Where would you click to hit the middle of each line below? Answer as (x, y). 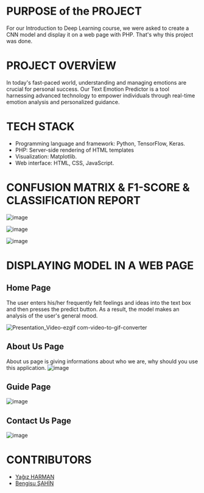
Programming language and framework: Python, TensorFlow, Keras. (100, 143)
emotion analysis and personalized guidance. (63, 102)
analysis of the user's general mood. (52, 316)
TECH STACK (40, 127)
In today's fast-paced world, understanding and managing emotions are (97, 82)
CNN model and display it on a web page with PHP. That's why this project (100, 34)
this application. (26, 367)
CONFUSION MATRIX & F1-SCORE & (98, 188)
